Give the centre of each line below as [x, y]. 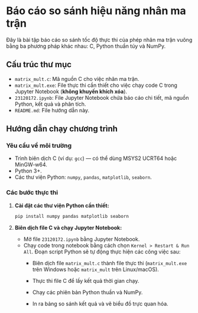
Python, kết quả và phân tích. [50, 104]
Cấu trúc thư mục [39, 65]
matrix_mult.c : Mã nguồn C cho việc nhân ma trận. [77, 79]
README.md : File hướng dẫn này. [52, 110]
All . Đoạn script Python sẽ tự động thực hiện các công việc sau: [102, 252]
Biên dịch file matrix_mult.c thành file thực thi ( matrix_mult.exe [110, 263]
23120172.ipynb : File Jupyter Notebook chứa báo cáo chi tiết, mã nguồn [102, 97]
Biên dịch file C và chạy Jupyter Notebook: [68, 227]
